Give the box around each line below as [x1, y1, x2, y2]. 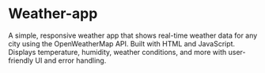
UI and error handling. [35, 56, 107, 65]
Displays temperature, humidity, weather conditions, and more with [8, 47, 227, 57]
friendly [8, 56, 34, 65]
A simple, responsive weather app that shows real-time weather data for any [8, 31, 258, 40]
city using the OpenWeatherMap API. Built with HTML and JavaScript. [8, 38, 236, 48]
